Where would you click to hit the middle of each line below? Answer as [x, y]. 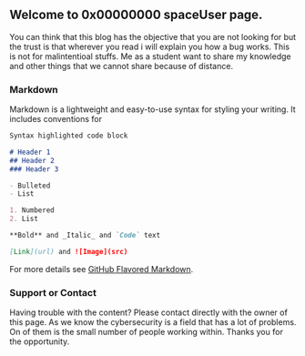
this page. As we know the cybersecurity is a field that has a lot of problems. [153, 322]
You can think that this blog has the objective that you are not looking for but [153, 36]
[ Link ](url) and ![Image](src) [69, 251]
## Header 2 [32, 160]
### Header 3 [34, 169]
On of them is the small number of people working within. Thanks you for [147, 332]
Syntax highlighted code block [69, 136]
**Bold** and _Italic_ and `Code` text [85, 236]
